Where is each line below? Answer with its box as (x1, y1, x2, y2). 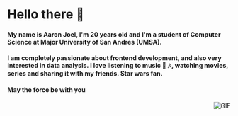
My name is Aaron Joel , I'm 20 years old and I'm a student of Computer (7, 30, 221, 38)
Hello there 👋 (7, 6, 85, 23)
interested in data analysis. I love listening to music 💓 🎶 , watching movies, (7, 62, 229, 70)
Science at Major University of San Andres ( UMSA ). (7, 37, 162, 46)
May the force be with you (7, 85, 86, 94)
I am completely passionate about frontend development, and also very (7, 54, 222, 62)
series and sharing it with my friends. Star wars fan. (7, 69, 163, 78)
